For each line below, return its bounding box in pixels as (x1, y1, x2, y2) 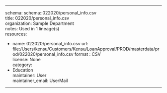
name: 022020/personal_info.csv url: (12, 41, 88, 46)
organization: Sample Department (5, 20, 75, 26)
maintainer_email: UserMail (12, 78, 68, 84)
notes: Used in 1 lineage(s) (5, 26, 60, 31)
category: (12, 62, 32, 68)
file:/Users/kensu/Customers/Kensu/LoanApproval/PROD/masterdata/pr (12, 46, 160, 52)
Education (12, 67, 33, 73)
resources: (5, 31, 27, 37)
